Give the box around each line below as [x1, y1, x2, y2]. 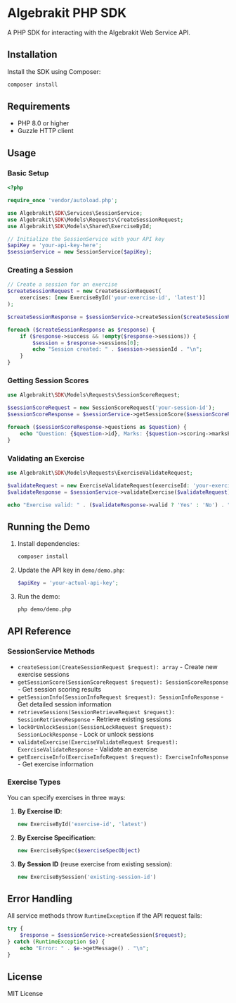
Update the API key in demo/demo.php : [17, 566, 125, 575]
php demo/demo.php [17, 606, 72, 613]
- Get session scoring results [17, 685, 102, 693]
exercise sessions [17, 670, 70, 678]
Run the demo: [17, 592, 60, 600]
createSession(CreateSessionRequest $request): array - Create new [17, 662, 218, 671]
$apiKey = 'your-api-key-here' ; [7, 242, 102, 249]
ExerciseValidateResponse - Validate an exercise [17, 745, 158, 753]
